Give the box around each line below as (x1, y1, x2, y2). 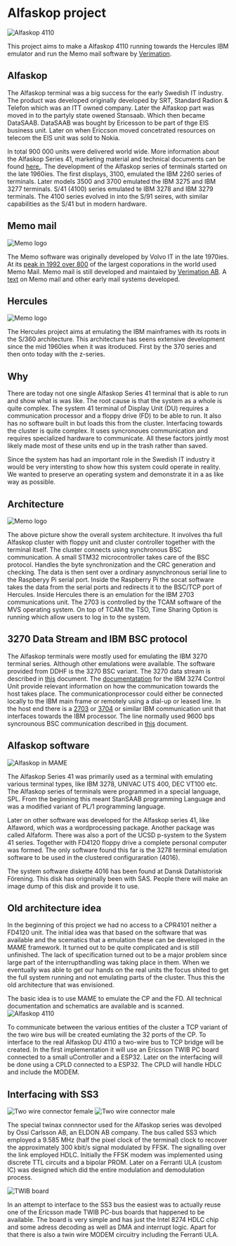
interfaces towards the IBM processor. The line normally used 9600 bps (7, 712, 216, 720)
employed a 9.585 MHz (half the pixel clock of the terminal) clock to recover (7, 1136, 228, 1145)
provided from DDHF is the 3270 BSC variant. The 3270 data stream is (7, 667, 211, 675)
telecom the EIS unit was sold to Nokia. (7, 133, 121, 142)
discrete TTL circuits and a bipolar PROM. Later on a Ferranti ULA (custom (7, 1158, 223, 1167)
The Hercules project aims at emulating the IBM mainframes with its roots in (7, 328, 227, 336)
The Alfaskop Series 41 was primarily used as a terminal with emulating (7, 772, 213, 780)
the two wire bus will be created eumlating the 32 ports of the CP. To (7, 1030, 206, 1039)
